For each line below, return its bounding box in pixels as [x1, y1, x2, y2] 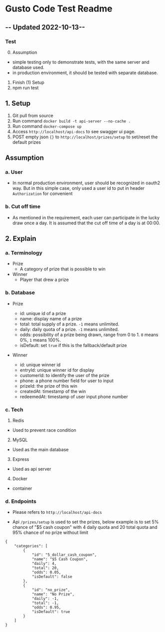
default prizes [12, 139, 41, 145]
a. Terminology [5, 249, 42, 256]
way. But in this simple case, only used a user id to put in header [12, 185, 145, 191]
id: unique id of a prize [19, 310, 66, 316]
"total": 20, [31, 565, 59, 571]
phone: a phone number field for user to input [19, 378, 114, 384]
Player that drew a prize [19, 276, 69, 283]
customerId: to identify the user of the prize [19, 372, 110, 378]
